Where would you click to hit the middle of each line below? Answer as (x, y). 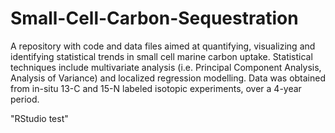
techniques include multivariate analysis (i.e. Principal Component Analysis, (166, 67)
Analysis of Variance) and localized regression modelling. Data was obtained (168, 78)
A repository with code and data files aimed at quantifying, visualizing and (163, 46)
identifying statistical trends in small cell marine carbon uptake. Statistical (161, 56)
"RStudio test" (39, 118)
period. (25, 99)
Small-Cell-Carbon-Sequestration (154, 18)
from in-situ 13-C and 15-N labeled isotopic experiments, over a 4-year (156, 88)
